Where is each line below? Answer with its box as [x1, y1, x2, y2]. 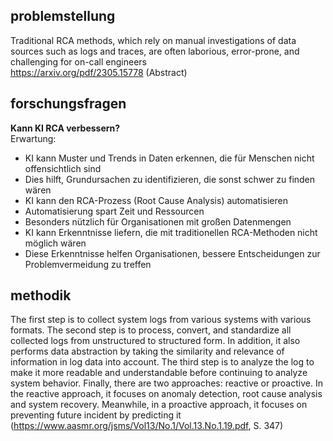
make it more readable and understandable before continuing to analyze [10, 367, 308, 379]
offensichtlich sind [24, 162, 102, 174]
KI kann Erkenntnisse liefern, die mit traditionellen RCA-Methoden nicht [24, 226, 318, 238]
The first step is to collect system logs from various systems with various [10, 314, 312, 326]
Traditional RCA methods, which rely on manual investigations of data [10, 34, 297, 46]
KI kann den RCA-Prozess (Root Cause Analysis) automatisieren [24, 194, 288, 206]
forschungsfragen [10, 95, 127, 113]
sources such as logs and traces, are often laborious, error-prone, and [10, 45, 300, 57]
